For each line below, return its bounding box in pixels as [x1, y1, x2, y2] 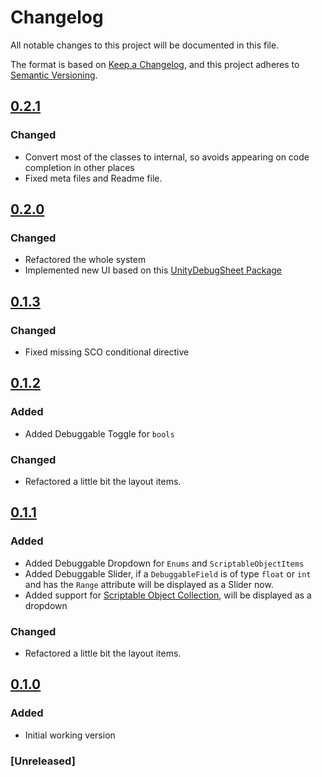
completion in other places [24, 161, 135, 173]
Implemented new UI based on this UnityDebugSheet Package [24, 264, 283, 276]
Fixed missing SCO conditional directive [24, 346, 190, 358]
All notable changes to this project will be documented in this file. [10, 39, 280, 51]
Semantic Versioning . [10, 69, 98, 81]
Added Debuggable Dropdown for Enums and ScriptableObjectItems [24, 557, 305, 569]
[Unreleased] [10, 754, 76, 768]
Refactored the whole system [24, 254, 147, 266]
